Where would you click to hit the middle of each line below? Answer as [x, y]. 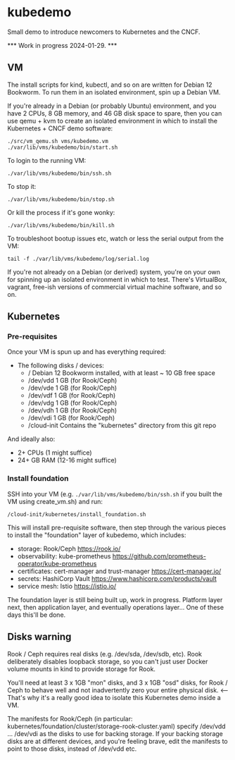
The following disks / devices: [61, 366]
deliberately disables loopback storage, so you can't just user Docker [108, 661]
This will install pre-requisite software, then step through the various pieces [117, 527]
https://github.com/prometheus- [159, 556]
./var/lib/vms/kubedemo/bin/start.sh [63, 147]
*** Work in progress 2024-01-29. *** [62, 45]
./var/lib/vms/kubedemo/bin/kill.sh [61, 225]
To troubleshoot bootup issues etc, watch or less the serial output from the [115, 238]
